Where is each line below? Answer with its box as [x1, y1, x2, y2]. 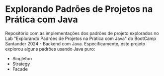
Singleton [12, 55, 32, 61]
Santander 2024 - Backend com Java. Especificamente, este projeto [5, 40, 146, 46]
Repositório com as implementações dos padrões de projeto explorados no [5, 30, 159, 36]
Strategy [12, 61, 30, 67]
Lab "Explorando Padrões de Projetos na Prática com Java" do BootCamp [5, 36, 157, 41]
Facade [12, 66, 28, 72]
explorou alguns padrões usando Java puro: [5, 46, 95, 52]
